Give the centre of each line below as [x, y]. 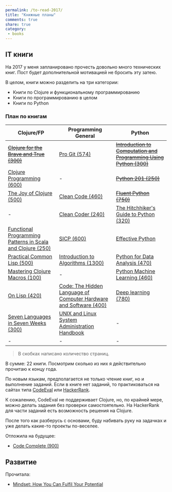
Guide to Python [135, 215]
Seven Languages [29, 317]
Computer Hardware [84, 299]
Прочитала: [18, 474]
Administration [77, 327]
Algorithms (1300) [81, 263]
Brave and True [26, 154]
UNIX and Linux [78, 314]
